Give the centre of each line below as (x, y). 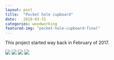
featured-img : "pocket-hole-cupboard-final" (53, 28)
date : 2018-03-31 (26, 19)
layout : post (19, 10)
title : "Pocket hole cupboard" (39, 14)
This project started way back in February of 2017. (57, 42)
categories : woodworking (31, 24)
